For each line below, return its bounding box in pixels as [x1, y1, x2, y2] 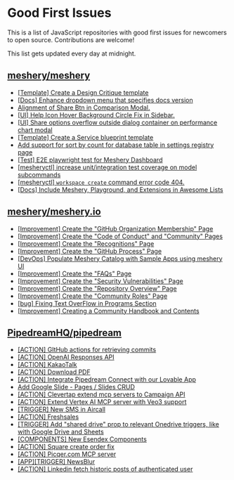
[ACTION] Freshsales [17, 413, 79, 421]
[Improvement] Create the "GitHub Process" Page [17, 247, 162, 255]
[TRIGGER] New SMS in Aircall [17, 406, 106, 414]
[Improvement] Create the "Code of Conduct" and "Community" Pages [17, 232, 223, 240]
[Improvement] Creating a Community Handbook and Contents [17, 306, 200, 315]
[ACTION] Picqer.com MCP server [17, 450, 117, 458]
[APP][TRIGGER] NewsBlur [17, 458, 96, 466]
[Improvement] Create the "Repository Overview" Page [17, 284, 177, 292]
